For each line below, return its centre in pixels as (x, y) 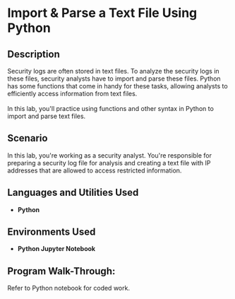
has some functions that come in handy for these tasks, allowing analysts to (117, 86)
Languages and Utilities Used (73, 193)
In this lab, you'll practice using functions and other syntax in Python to (110, 109)
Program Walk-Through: (61, 271)
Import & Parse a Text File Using (102, 13)
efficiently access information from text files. (72, 94)
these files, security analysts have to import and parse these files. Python (114, 78)
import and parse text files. (47, 116)
